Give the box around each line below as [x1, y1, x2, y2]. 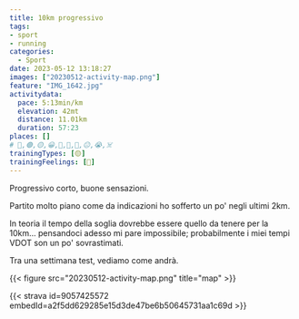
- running [9, 38, 47, 48]
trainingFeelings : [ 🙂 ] [9, 157, 95, 167]
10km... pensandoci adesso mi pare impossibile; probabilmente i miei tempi [9, 227, 291, 238]
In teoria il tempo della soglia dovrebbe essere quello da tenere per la [9, 218, 269, 229]
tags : [9, 22, 30, 31]
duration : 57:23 [17, 124, 79, 133]
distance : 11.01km [17, 115, 88, 124]
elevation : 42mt [17, 107, 79, 116]
